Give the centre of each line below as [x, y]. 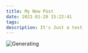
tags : [13, 22]
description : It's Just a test [44, 27]
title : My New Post [30, 11]
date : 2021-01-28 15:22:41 [39, 17]
